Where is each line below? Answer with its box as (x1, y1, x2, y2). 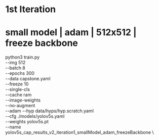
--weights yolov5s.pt (5, 119, 49, 125)
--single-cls (5, 86, 30, 92)
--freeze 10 (5, 81, 29, 87)
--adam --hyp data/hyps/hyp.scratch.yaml (5, 108, 94, 114)
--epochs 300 (5, 70, 34, 76)
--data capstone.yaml (5, 76, 51, 82)
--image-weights (5, 97, 41, 103)
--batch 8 (5, 65, 25, 71)
